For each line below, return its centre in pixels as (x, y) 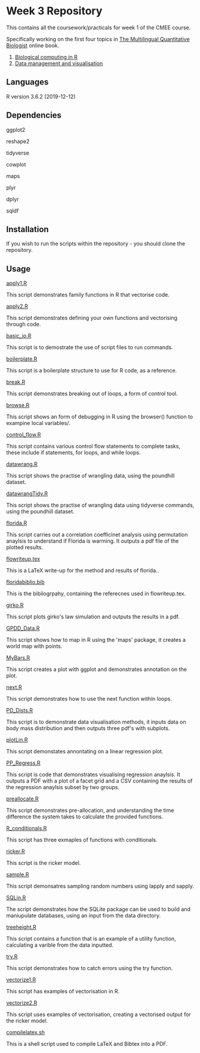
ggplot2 (16, 130)
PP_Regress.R (23, 763)
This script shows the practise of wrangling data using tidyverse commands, (100, 505)
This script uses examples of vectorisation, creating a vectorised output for (99, 1014)
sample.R (18, 875)
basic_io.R (19, 336)
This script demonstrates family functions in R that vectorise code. (88, 295)
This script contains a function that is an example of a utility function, (91, 939)
